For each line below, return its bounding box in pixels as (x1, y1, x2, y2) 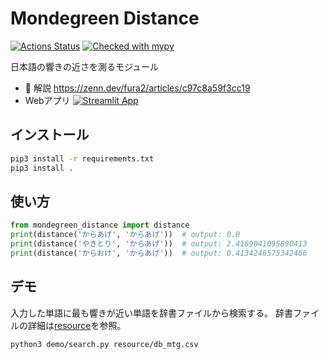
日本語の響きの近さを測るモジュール (10, 60, 160, 72)
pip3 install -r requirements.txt (10, 153, 155, 164)
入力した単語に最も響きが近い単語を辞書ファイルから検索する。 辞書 (10, 307, 293, 319)
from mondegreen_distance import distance (10, 220, 190, 231)
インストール (10, 127, 90, 144)
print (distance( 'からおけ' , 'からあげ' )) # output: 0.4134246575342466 (10, 248, 308, 258)
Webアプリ (24, 94, 71, 106)
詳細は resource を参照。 (27, 319, 127, 331)
